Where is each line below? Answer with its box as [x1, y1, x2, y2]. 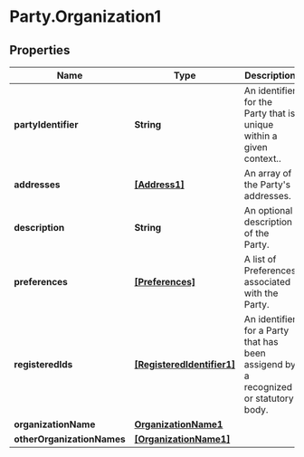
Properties [9, 43, 71, 58]
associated [243, 276, 291, 288]
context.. [243, 152, 282, 165]
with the [243, 287, 279, 300]
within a [243, 129, 278, 142]
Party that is [243, 107, 296, 119]
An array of [243, 167, 292, 179]
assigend [243, 358, 283, 370]
